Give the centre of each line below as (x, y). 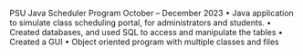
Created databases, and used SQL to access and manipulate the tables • (146, 32)
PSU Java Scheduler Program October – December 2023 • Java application (151, 13)
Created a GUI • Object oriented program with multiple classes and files (145, 42)
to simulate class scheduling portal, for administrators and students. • (141, 23)
